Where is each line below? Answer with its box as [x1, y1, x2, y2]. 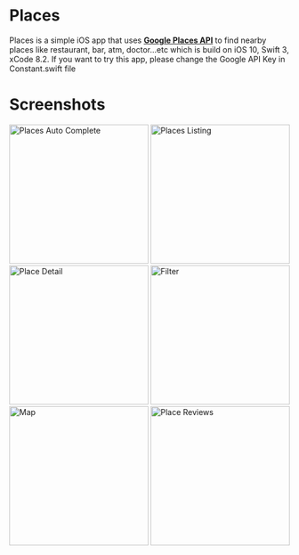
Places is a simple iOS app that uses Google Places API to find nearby [9, 35, 267, 45]
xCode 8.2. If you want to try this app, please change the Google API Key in [9, 53, 286, 64]
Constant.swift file [9, 63, 77, 74]
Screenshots [9, 94, 106, 115]
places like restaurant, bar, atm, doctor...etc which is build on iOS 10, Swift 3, [9, 44, 289, 54]
